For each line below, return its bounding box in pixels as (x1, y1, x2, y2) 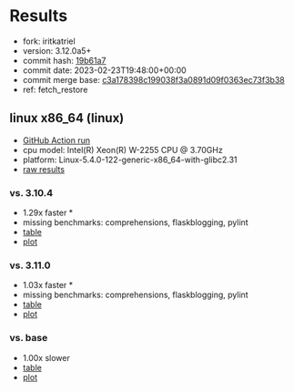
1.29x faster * (22, 207, 74, 219)
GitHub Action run (22, 134, 91, 146)
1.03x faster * (22, 280, 74, 291)
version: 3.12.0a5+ (22, 45, 92, 56)
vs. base (9, 332, 48, 345)
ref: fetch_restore (22, 84, 88, 95)
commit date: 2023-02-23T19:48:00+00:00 (22, 65, 187, 76)
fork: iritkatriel (22, 36, 76, 46)
